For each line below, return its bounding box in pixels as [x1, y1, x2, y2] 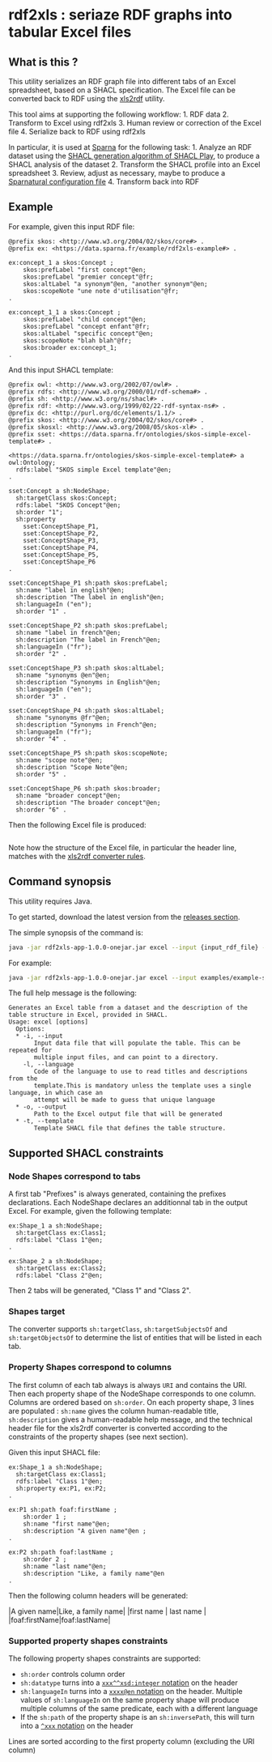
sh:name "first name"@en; [23, 1520, 111, 1528]
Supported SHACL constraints [8, 1146, 164, 1160]
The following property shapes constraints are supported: [8, 1653, 201, 1663]
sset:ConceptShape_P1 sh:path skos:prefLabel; [8, 579, 168, 587]
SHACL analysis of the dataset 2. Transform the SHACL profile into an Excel [8, 160, 261, 169]
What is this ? [8, 55, 79, 69]
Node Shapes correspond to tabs [8, 1170, 142, 1181]
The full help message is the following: [8, 988, 138, 998]
